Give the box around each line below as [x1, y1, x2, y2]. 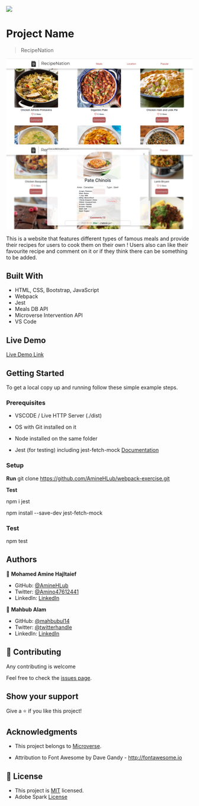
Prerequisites [6, 399, 46, 407]
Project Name [6, 27, 75, 41]
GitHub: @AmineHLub [14, 582, 69, 589]
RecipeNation [20, 46, 54, 53]
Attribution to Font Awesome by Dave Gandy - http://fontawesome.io [14, 754, 182, 761]
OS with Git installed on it [14, 423, 77, 431]
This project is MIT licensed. [14, 787, 84, 794]
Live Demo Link [6, 351, 44, 358]
